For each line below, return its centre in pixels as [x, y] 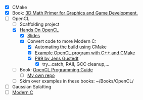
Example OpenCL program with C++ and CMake [85, 53]
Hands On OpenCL [39, 30]
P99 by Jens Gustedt [57, 58]
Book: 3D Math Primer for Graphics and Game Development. [75, 13]
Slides [34, 36]
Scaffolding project [39, 24]
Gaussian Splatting [32, 86]
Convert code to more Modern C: [62, 41]
